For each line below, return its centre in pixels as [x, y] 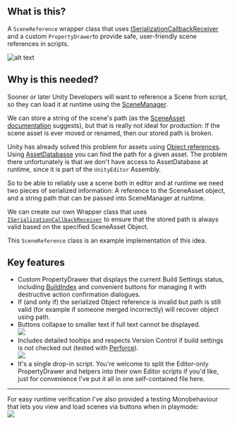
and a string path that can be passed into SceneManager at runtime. [107, 198]
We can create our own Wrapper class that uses [77, 211]
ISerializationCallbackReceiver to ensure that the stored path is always [113, 219]
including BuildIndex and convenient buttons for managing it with [112, 287]
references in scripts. [38, 43]
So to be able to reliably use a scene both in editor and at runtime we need [115, 182]
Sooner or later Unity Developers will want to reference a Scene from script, [117, 97]
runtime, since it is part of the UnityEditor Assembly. [84, 169]
